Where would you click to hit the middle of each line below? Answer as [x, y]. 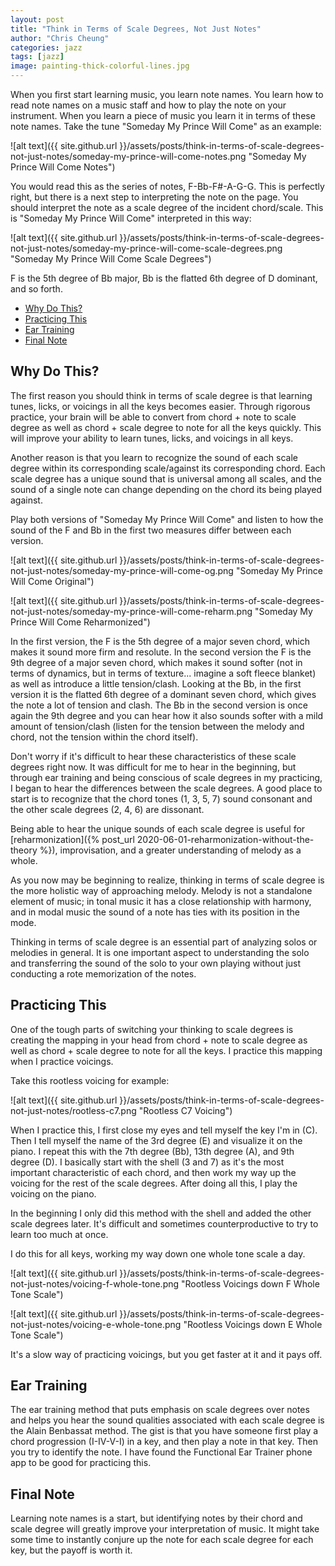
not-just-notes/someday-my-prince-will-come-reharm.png [131, 611]
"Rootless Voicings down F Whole [250, 1283]
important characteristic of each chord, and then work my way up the [153, 1172]
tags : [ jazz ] [37, 57]
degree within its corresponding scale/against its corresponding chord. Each [168, 468]
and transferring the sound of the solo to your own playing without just [156, 963]
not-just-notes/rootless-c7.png [73, 1110]
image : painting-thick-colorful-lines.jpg [100, 66]
